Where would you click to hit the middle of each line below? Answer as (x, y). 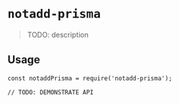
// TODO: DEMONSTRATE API (50, 92)
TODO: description (58, 34)
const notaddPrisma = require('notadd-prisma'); (90, 78)
